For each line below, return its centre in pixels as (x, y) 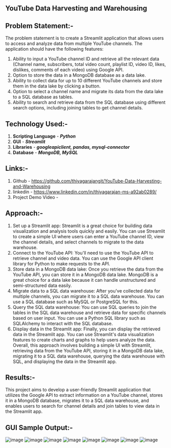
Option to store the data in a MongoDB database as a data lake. (79, 75)
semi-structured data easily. (42, 285)
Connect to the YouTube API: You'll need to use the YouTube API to (83, 253)
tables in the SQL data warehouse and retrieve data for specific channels (89, 312)
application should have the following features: (54, 49)
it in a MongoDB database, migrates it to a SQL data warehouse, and (77, 400)
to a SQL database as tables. (43, 97)
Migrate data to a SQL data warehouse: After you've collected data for (87, 290)
